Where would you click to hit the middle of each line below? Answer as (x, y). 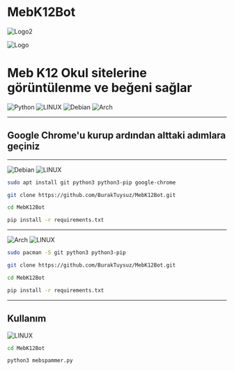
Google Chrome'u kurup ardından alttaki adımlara (117, 135)
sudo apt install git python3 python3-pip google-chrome (92, 182)
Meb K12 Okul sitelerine (77, 73)
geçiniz (24, 147)
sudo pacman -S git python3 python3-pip (67, 253)
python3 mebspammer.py (40, 361)
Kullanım (27, 318)
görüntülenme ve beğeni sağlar (100, 88)
